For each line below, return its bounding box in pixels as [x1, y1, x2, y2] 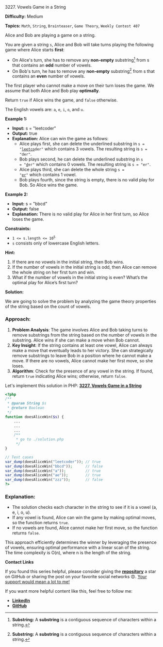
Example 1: [5, 116, 28, 122]
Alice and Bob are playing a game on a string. [5, 32, 96, 38]
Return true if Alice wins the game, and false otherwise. [5, 97, 118, 103]
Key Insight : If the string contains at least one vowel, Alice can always [12, 342, 153, 348]
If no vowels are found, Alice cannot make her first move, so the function [12, 525, 158, 531]
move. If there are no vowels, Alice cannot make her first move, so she [12, 357, 153, 363]
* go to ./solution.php [16, 437, 64, 442]
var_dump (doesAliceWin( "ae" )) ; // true [5, 473, 101, 478]
